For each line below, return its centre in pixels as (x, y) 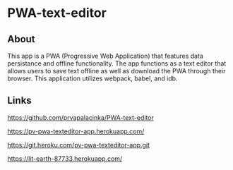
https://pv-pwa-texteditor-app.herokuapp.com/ (76, 131)
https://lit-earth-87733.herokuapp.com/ (65, 158)
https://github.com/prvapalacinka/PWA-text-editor (80, 117)
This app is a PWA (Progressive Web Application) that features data (105, 56)
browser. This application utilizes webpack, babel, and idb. (92, 78)
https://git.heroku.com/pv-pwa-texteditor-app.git (79, 145)
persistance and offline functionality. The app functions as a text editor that (117, 63)
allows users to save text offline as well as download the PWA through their (116, 71)
